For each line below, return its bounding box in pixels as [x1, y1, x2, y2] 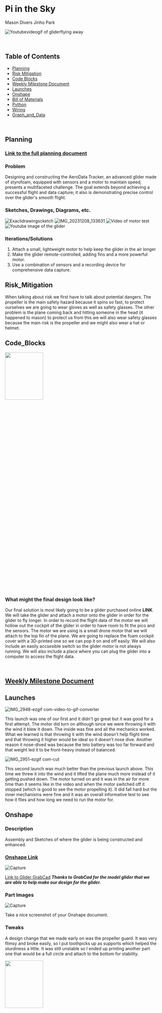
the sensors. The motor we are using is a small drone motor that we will [5, 627, 147, 633]
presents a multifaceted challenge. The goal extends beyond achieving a [5, 184, 150, 190]
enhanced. [5, 841, 27, 847]
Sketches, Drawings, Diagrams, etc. [5, 207, 91, 213]
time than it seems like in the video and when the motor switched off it [5, 782, 145, 787]
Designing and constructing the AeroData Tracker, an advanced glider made [5, 174, 157, 180]
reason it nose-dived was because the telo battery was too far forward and [5, 742, 155, 747]
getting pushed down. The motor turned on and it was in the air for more [5, 776, 149, 782]
